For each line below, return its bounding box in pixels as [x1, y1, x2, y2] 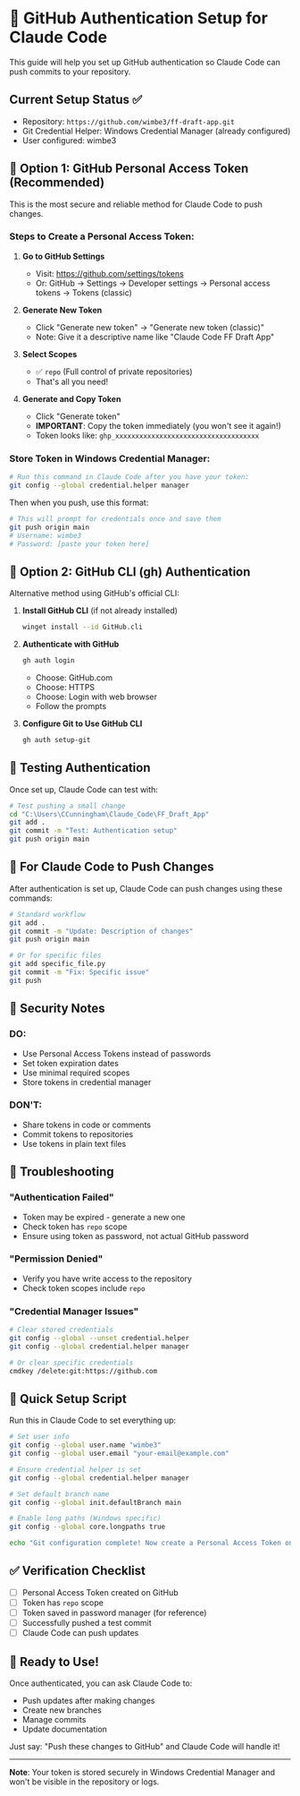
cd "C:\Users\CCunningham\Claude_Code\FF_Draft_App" [9, 809, 210, 818]
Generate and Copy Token [21, 393, 121, 404]
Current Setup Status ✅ [9, 92, 143, 107]
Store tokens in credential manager [21, 1076, 152, 1087]
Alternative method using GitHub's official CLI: [9, 588, 180, 599]
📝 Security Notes [9, 1001, 105, 1016]
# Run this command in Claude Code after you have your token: [9, 473, 250, 482]
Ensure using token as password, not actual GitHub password [21, 1230, 249, 1241]
